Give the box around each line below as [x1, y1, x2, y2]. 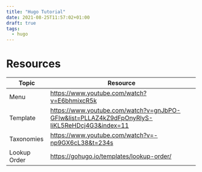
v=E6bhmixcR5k [50, 97, 97, 105]
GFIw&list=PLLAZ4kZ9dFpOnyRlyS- [50, 114, 153, 122]
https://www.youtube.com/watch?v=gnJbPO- [50, 106, 181, 115]
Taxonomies [9, 135, 44, 143]
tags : [6, 25, 20, 32]
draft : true [6, 20, 36, 26]
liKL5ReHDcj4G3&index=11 [50, 121, 129, 130]
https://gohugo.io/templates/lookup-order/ [50, 152, 172, 161]
